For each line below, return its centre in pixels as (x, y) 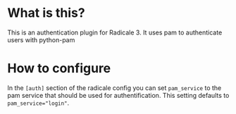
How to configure (59, 69)
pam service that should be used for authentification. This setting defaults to (118, 95)
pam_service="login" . (38, 103)
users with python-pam (41, 39)
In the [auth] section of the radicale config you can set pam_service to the (114, 88)
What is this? (46, 13)
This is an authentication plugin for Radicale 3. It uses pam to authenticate (115, 32)
